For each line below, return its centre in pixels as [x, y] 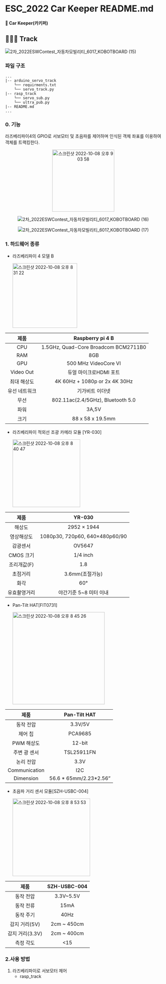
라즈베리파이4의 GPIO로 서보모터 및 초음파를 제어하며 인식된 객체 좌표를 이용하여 [83, 136]
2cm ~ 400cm [67, 933]
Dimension [26, 778]
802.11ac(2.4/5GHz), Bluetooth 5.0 [94, 400]
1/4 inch [83, 555]
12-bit [80, 742]
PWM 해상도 [26, 743]
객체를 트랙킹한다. [23, 143]
